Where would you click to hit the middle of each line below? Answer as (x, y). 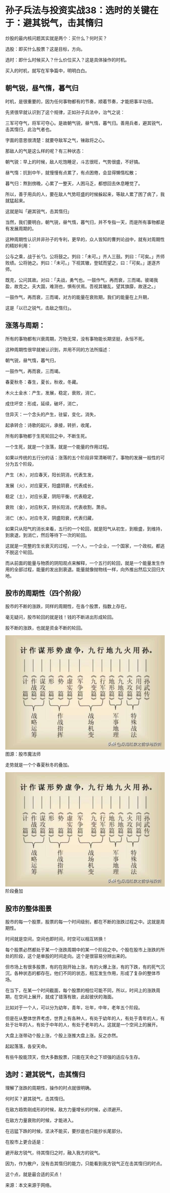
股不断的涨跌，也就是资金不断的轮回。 (45, 628)
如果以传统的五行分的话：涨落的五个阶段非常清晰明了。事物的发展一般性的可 (85, 457)
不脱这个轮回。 (21, 552)
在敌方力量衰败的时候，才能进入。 (41, 1120)
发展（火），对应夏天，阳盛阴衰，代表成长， (51, 485)
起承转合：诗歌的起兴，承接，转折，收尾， (50, 425)
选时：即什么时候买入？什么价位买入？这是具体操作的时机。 (67, 59)
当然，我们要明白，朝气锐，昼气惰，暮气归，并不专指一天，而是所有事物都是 (85, 222)
